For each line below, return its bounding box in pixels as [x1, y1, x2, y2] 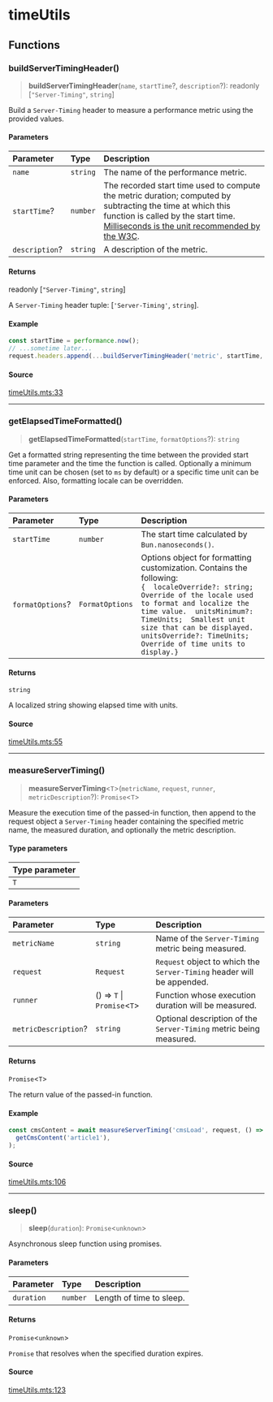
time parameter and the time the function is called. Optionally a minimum [8, 458, 252, 468]
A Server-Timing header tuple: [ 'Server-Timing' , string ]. [8, 301, 199, 310]
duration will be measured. [155, 999, 258, 1010]
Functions [8, 38, 61, 52]
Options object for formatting [141, 552, 252, 563]
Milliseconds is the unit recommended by [103, 221, 261, 232]
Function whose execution [155, 989, 256, 1001]
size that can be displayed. [141, 623, 253, 632]
